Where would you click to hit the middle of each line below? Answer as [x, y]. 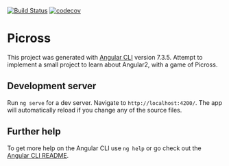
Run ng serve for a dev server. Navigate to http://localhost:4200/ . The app [115, 102]
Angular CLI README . [38, 155]
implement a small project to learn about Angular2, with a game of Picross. [112, 64]
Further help [34, 131]
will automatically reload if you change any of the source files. [95, 110]
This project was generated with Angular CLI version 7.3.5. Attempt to [105, 57]
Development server [52, 86]
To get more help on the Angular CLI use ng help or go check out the [104, 148]
